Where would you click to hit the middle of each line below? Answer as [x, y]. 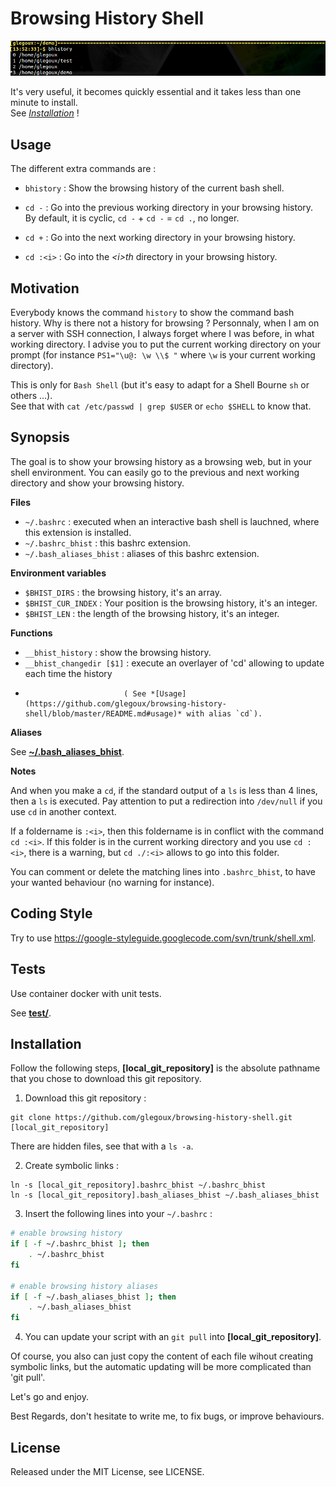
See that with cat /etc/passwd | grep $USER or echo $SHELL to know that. [161, 406]
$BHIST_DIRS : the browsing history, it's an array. [123, 592]
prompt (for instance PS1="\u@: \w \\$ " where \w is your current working [163, 355]
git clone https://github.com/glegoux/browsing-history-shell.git [151, 1118]
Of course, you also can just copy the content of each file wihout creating [162, 1356]
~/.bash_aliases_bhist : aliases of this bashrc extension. [142, 553]
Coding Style [51, 913]
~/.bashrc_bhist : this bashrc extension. [108, 543]
